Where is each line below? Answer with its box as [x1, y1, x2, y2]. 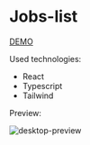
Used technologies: [9, 53, 82, 64]
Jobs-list [9, 6, 78, 27]
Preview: [9, 107, 42, 118]
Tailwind [22, 90, 54, 101]
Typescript [22, 80, 63, 91]
